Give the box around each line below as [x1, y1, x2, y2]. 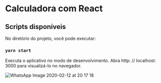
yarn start [5, 48, 31, 53]
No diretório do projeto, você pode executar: [5, 35, 96, 41]
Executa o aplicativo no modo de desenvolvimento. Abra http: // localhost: [5, 57, 156, 64]
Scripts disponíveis [5, 23, 66, 31]
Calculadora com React [5, 3, 103, 14]
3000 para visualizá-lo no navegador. [5, 63, 82, 69]
